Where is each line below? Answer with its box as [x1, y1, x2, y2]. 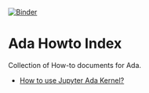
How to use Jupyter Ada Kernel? [19, 75, 125, 85]
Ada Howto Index [8, 35, 122, 52]
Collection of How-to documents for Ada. [8, 60, 142, 70]
